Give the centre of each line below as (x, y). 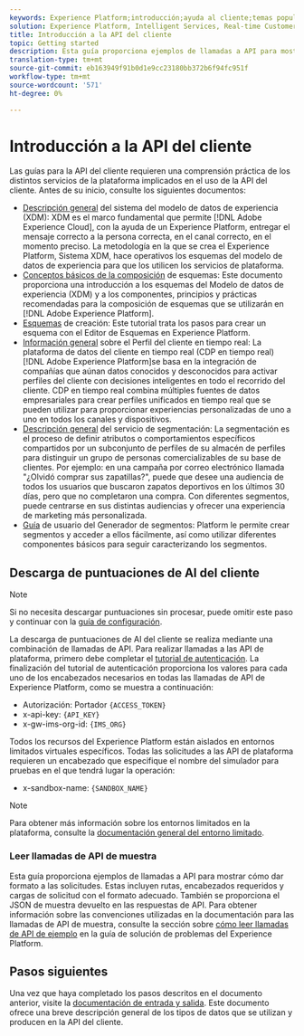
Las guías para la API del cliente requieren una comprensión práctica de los (150, 171)
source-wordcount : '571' (56, 85)
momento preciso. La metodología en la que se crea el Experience (146, 246)
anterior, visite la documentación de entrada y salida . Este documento (139, 1003)
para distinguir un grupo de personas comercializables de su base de (152, 458)
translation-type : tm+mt (56, 60)
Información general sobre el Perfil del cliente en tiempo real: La (142, 342)
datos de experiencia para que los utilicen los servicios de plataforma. (153, 266)
